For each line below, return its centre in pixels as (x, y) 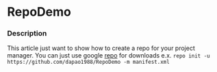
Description (27, 34)
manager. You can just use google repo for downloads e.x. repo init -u (108, 56)
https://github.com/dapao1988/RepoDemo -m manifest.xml (88, 62)
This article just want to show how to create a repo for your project (101, 48)
